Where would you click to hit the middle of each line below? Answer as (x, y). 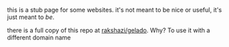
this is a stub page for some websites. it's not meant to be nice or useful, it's (114, 10)
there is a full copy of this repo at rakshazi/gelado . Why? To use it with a (109, 30)
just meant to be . (31, 17)
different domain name (39, 37)
